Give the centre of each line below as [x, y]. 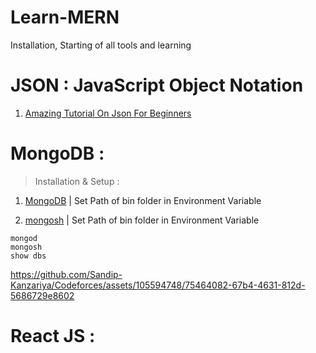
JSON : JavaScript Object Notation [157, 85]
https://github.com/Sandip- [66, 274]
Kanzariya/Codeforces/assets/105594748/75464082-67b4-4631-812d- [158, 285]
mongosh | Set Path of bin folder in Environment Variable [142, 220]
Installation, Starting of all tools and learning [101, 45]
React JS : [53, 336]
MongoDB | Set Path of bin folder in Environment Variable [143, 200]
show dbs [28, 256]
